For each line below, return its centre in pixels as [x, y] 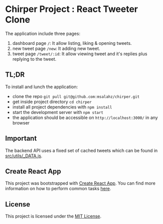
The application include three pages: [43, 33]
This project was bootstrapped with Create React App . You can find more [80, 183]
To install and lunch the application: [42, 87]
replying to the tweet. [34, 59]
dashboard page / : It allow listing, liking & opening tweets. [72, 43]
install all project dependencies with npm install [62, 107]
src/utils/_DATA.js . [24, 156]
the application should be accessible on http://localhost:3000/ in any [85, 117]
